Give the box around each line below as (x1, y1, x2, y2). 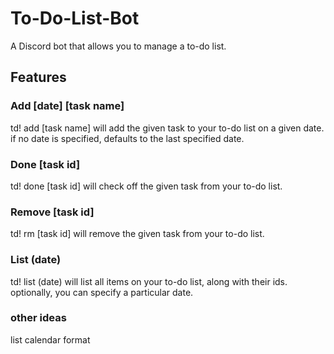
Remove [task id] (10, 205, 95, 219)
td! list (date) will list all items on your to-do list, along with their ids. (10, 275, 288, 287)
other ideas (10, 311, 67, 325)
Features (10, 69, 67, 86)
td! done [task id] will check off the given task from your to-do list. (10, 180, 283, 192)
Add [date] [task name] (10, 99, 125, 113)
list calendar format (10, 333, 91, 346)
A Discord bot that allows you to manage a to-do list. (10, 40, 227, 52)
